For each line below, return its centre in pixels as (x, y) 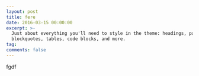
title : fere (21, 17)
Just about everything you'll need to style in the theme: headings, (99, 34)
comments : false (26, 50)
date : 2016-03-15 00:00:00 (39, 22)
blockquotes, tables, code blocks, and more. (69, 39)
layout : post (22, 11)
